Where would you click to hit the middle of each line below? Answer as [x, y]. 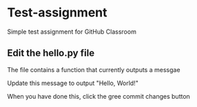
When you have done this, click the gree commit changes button [99, 96]
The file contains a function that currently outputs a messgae [94, 69]
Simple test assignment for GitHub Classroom [72, 32]
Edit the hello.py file [51, 53]
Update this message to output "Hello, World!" [73, 83]
